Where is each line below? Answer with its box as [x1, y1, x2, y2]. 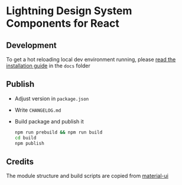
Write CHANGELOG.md [14, 106, 61, 113]
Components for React [6, 17, 119, 30]
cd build [14, 135, 37, 141]
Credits [6, 157, 34, 167]
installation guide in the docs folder [6, 62, 90, 69]
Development [6, 40, 57, 50]
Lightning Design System [6, 4, 132, 18]
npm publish [14, 140, 44, 146]
